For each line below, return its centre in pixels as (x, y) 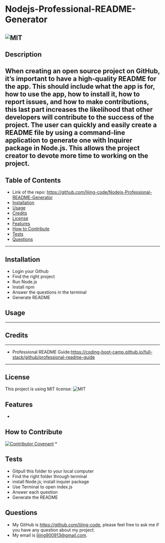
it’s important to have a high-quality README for (81, 79)
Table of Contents (33, 180)
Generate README (31, 297)
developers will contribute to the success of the (80, 118)
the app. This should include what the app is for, (80, 86)
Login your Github (30, 271)
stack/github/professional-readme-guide (54, 357)
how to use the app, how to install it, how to (72, 94)
